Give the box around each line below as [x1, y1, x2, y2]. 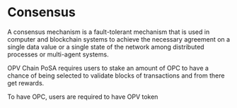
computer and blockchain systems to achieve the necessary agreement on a [7, 35, 231, 43]
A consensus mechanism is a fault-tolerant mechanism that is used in [7, 28, 210, 36]
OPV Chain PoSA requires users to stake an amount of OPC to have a [7, 64, 209, 72]
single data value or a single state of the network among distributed [7, 42, 204, 51]
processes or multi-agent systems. [7, 50, 109, 59]
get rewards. [7, 78, 45, 87]
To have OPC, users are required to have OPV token [7, 92, 158, 101]
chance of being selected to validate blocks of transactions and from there [7, 71, 225, 80]
